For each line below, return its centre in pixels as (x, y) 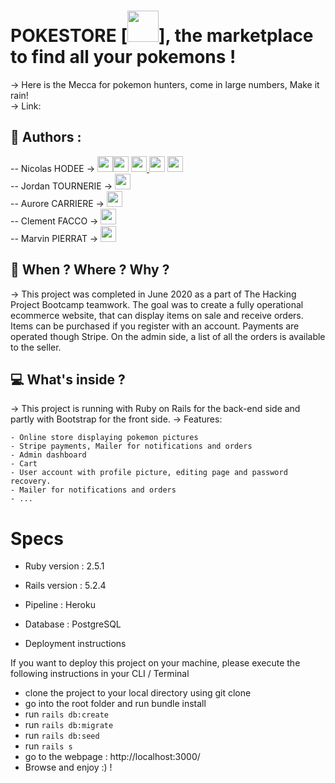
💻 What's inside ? (68, 379)
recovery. (31, 481)
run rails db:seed (62, 736)
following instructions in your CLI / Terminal (100, 674)
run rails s (48, 746)
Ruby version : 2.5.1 (64, 566)
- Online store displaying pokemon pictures (104, 438)
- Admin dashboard (48, 455)
